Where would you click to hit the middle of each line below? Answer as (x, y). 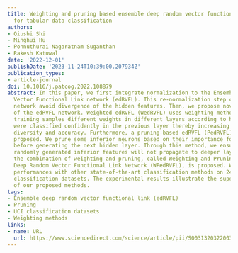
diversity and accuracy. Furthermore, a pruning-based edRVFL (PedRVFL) (123, 133)
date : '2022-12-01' (36, 60)
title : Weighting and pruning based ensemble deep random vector (106, 14)
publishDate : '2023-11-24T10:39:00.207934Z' (74, 67)
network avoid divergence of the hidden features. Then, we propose (117, 106)
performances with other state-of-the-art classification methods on (118, 172)
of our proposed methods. (52, 185)
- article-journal (34, 80)
